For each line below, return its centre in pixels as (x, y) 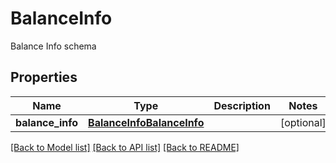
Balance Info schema (53, 46)
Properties (44, 77)
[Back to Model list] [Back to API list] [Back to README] (125, 147)
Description (242, 105)
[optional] (303, 122)
